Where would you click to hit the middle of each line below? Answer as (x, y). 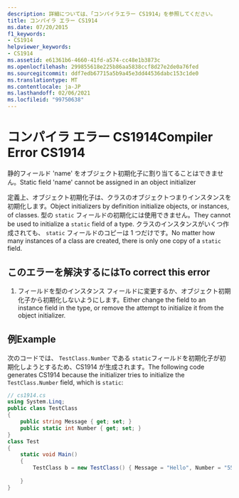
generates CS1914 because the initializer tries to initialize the (96, 374)
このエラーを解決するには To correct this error (109, 272)
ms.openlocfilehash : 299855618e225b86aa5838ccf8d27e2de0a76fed (103, 67)
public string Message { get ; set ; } (76, 422)
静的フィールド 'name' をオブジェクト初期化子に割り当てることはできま (112, 173)
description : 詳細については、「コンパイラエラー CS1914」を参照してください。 (112, 14)
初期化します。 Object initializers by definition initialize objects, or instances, (118, 206)
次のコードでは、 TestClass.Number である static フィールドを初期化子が (113, 358)
